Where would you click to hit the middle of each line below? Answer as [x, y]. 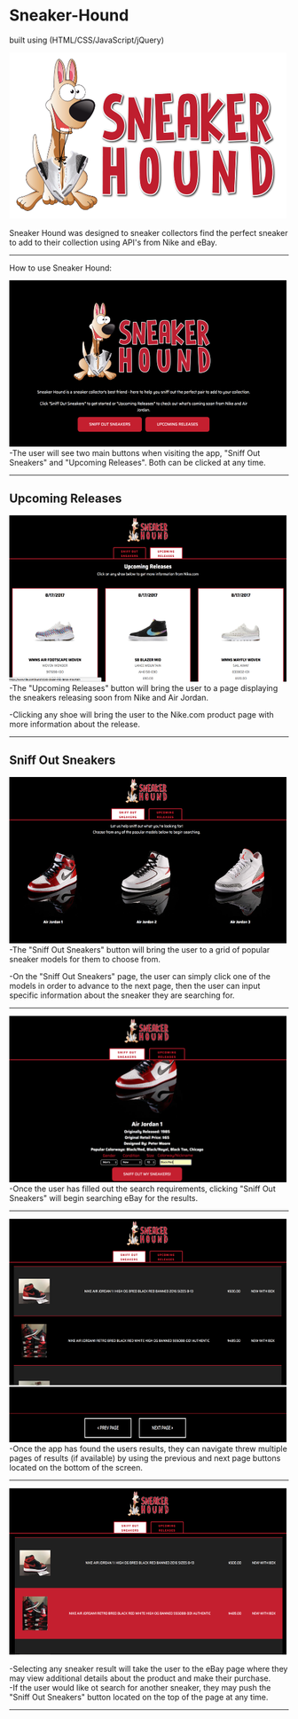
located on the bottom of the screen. [76, 1467]
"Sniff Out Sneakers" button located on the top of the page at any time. [139, 1697]
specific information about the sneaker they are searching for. [122, 995]
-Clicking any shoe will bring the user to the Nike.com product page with [142, 714]
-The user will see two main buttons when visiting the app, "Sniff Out [135, 452]
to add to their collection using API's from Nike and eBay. [113, 242]
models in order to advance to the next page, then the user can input [135, 985]
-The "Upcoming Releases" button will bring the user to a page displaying [144, 687]
